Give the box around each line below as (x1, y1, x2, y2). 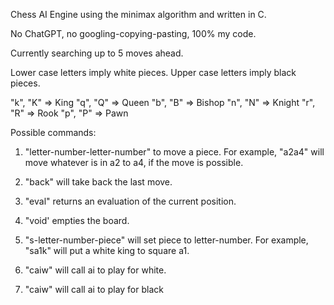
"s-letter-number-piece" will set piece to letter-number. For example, (24, 234, 309, 246)
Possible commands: (10, 127, 97, 138)
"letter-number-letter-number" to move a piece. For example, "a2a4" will (24, 146, 325, 158)
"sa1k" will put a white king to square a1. (24, 245, 190, 256)
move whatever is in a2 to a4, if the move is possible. (24, 157, 244, 168)
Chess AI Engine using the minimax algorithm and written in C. (10, 9, 267, 20)
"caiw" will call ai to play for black (24, 284, 164, 295)
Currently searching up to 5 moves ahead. (10, 47, 184, 59)
